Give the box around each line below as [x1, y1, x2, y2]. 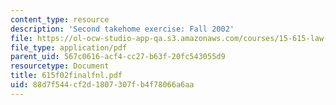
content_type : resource [10, 14, 110, 25]
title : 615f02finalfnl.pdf [10, 71, 123, 81]
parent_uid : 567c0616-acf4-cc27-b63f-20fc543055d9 [10, 52, 226, 62]
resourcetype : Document [10, 61, 110, 71]
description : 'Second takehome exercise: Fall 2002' [10, 24, 235, 34]
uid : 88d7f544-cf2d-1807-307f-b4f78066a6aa [10, 80, 195, 90]
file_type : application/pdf [10, 42, 128, 53]
